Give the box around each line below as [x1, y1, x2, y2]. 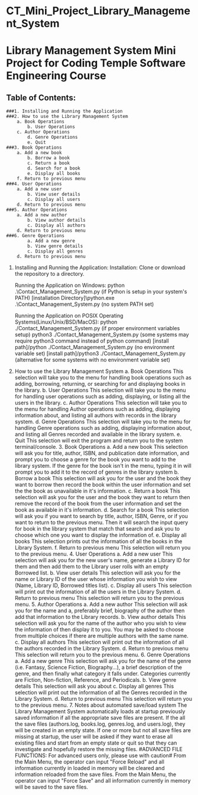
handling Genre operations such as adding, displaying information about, [14, 424, 192, 432]
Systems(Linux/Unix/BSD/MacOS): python [14, 318, 118, 325]
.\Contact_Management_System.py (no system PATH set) [14, 301, 154, 308]
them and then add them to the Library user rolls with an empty [14, 563, 169, 570]
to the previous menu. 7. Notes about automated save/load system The [14, 701, 187, 709]
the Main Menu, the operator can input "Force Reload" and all [14, 758, 164, 765]
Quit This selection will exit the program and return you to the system [14, 437, 183, 444]
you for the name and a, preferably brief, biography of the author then [14, 607, 185, 614]
